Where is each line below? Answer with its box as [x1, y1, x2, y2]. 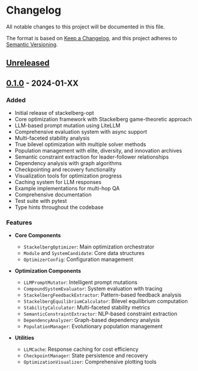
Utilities [14, 334, 34, 341]
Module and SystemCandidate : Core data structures [23, 250, 145, 257]
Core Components [14, 232, 61, 239]
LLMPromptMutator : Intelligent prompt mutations [23, 279, 138, 286]
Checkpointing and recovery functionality [14, 166, 116, 173]
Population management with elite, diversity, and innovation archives [14, 147, 182, 154]
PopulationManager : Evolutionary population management [23, 323, 163, 330]
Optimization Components [14, 267, 82, 275]
